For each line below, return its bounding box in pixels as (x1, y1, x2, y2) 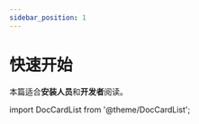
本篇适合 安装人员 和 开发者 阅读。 (9, 86, 128, 97)
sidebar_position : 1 (9, 13, 87, 22)
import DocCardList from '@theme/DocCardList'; (9, 104, 191, 115)
